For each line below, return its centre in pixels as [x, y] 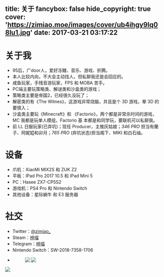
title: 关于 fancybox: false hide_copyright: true [78, 9]
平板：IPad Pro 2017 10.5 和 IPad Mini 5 [52, 176]
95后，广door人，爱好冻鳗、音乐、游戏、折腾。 [61, 70]
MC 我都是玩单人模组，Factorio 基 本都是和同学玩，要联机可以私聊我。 [85, 120]
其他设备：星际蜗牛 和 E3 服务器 [45, 195]
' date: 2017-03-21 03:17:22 [74, 33]
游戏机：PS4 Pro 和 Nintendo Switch [50, 188]
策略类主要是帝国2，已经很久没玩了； [51, 95]
